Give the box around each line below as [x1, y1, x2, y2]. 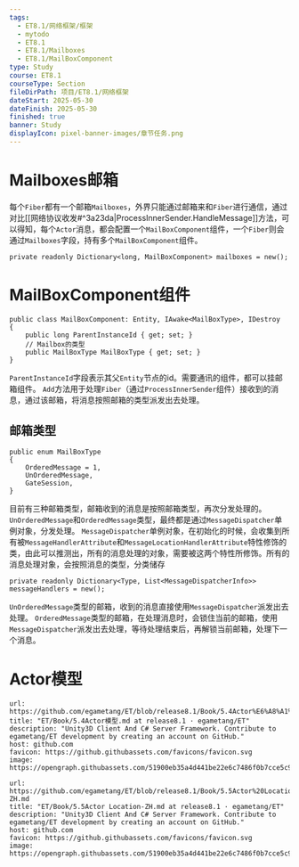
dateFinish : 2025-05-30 [9, 104, 98, 113]
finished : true [9, 112, 66, 121]
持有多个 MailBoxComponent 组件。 [84, 234, 203, 245]
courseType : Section [9, 79, 86, 88]
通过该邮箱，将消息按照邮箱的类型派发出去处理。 [24, 394, 205, 405]
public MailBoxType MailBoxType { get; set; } [25, 348, 201, 356]
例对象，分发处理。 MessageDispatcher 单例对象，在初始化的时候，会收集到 [9, 525, 282, 536]
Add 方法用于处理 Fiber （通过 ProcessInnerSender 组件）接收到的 [42, 383, 271, 394]
